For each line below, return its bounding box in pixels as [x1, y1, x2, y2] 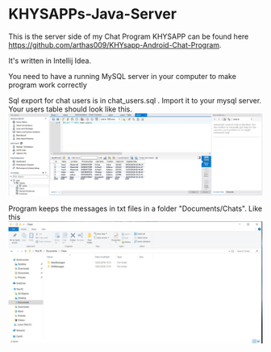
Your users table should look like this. [8, 104, 133, 114]
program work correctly [8, 80, 87, 90]
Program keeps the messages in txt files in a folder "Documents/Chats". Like [8, 203, 263, 213]
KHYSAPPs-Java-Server [8, 5, 177, 23]
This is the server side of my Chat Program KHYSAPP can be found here [8, 31, 249, 41]
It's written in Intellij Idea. [8, 56, 91, 65]
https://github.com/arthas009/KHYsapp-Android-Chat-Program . [8, 40, 222, 49]
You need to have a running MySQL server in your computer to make [8, 71, 236, 81]
